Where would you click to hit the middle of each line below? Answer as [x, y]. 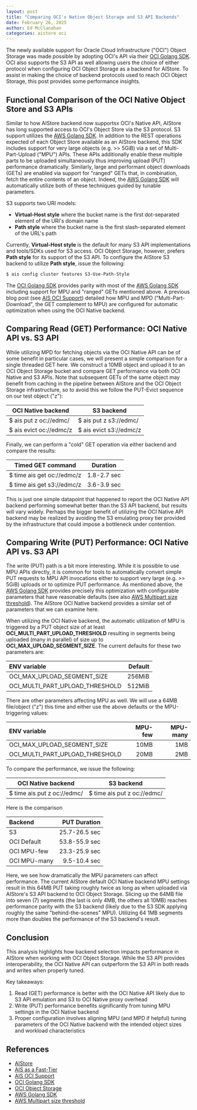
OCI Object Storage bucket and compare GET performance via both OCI [93, 371]
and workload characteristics [50, 1031]
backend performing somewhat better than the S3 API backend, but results [97, 505]
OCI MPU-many [31, 861]
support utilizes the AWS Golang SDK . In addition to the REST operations [94, 135]
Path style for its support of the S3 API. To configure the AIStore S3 [88, 257]
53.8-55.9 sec [80, 842]
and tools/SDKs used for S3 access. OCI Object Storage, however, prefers [96, 251]
